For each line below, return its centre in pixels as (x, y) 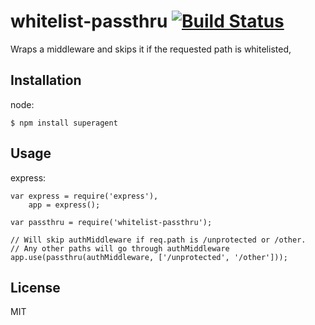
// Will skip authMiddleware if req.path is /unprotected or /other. (158, 240)
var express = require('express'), (84, 196)
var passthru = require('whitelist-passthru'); (111, 222)
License (35, 287)
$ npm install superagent (64, 123)
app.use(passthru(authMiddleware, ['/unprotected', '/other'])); (149, 257)
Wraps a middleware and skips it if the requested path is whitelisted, (151, 49)
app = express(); (64, 205)
